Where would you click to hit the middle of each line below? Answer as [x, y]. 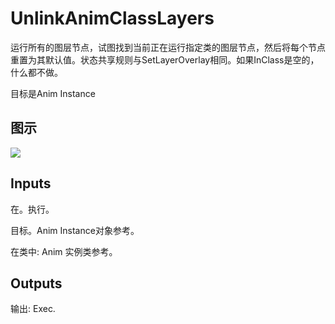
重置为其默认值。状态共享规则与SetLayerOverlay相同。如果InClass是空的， [165, 59]
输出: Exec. [33, 309]
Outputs [36, 283]
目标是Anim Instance [53, 93]
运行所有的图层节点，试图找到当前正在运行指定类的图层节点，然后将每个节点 [168, 47]
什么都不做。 [36, 72]
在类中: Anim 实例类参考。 [64, 251]
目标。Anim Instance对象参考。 [75, 230]
